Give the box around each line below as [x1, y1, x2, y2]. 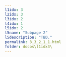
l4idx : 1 [5, 21, 23, 26]
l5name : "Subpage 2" [5, 30, 48, 35]
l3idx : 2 [5, 16, 23, 21]
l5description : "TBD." [5, 35, 52, 40]
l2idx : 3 [5, 12, 23, 17]
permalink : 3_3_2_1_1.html [5, 40, 61, 45]
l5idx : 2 [5, 26, 23, 31]
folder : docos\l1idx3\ [5, 44, 52, 49]
